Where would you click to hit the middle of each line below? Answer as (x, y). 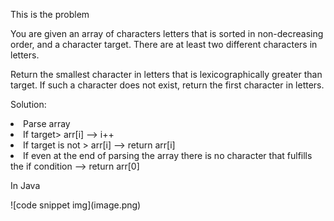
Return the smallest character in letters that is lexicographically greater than (166, 74)
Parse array (47, 123)
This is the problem (50, 14)
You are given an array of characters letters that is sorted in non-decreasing (167, 33)
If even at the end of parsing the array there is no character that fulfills (168, 155)
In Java (25, 185)
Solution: (28, 104)
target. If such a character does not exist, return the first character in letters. (167, 85)
